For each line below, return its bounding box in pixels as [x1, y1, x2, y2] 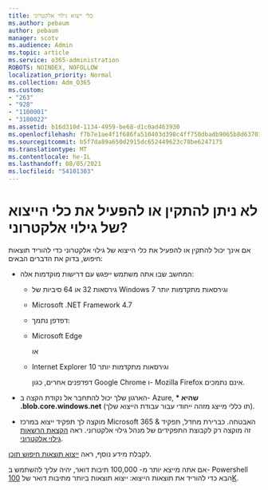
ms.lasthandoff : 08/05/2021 [8, 160, 102, 168]
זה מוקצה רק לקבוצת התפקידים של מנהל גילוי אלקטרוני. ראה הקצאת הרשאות [19, 425, 251, 435]
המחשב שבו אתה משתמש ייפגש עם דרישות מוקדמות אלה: [19, 269, 195, 279]
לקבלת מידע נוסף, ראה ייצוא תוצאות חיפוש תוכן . [8, 449, 152, 459]
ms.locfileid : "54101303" [8, 168, 94, 176]
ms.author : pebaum [8, 19, 69, 27]
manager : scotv [8, 34, 59, 42]
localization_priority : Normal [8, 71, 112, 79]
